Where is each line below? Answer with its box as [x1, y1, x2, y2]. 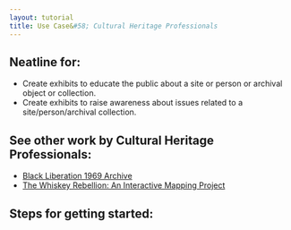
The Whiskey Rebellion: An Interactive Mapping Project [21, 180, 226, 191]
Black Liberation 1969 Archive [21, 171, 133, 182]
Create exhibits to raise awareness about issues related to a [21, 98, 244, 108]
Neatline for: [9, 55, 81, 70]
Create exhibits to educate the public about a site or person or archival [21, 78, 283, 89]
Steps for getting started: [9, 206, 154, 221]
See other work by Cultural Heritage [9, 132, 215, 148]
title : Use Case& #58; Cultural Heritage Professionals [9, 21, 218, 30]
